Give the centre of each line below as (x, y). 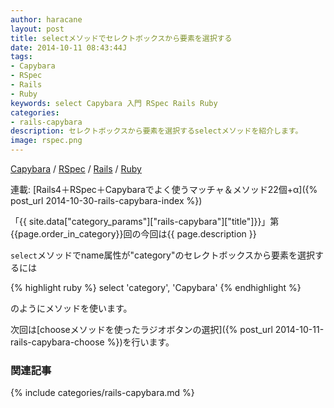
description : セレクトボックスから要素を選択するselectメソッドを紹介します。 (156, 131)
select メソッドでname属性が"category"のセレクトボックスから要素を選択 (163, 255)
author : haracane (46, 19)
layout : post (37, 29)
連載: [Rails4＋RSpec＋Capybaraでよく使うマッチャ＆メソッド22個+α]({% (164, 189)
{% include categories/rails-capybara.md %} (102, 393)
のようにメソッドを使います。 (71, 308)
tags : (21, 57)
